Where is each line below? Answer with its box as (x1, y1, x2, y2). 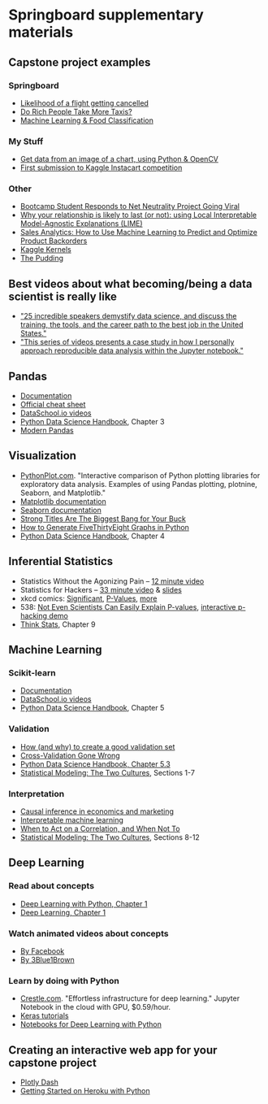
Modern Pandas (19, 425, 75, 436)
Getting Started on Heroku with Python (19, 1086, 150, 1096)
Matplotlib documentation (19, 496, 107, 506)
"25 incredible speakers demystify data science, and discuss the (19, 311, 237, 321)
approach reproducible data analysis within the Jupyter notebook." (19, 346, 244, 355)
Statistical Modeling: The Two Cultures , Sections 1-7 (19, 767, 195, 777)
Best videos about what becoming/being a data (8, 276, 253, 290)
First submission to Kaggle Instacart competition (19, 163, 183, 172)
